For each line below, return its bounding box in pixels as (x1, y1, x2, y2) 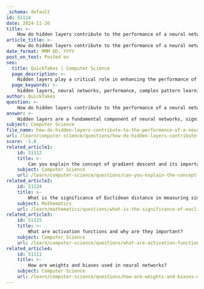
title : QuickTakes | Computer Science (12, 65, 110, 71)
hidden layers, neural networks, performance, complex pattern (17, 88, 181, 94)
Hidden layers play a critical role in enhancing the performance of (17, 76, 197, 82)
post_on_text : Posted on (6, 54, 69, 60)
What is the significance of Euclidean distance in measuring (28, 194, 189, 201)
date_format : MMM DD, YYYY (6, 48, 75, 55)
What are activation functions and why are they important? (28, 228, 183, 234)
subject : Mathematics (17, 201, 72, 207)
